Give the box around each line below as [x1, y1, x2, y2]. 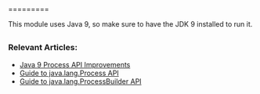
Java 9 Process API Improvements [19, 60, 131, 69]
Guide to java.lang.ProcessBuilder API [19, 76, 143, 86]
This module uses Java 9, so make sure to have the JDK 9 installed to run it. [8, 20, 253, 28]
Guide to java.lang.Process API [19, 68, 119, 78]
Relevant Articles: [8, 42, 78, 53]
